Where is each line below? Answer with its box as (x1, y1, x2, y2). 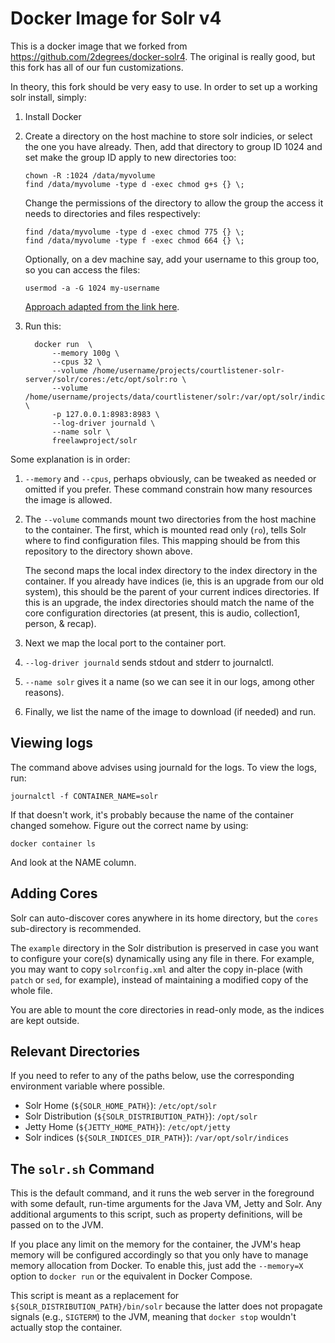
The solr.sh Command (10, 1160, 155, 1177)
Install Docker (24, 110, 82, 122)
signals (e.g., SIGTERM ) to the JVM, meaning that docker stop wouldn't (10, 1311, 297, 1323)
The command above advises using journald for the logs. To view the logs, (10, 761, 317, 773)
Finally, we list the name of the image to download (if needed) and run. (24, 705, 317, 717)
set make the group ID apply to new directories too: (24, 151, 237, 163)
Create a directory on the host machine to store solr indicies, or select (24, 130, 313, 142)
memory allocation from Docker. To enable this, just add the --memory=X (10, 1260, 304, 1272)
